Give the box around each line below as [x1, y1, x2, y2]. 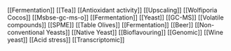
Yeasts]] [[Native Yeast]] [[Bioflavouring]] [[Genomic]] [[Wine [46, 28, 223, 36]
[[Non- [194, 21, 215, 29]
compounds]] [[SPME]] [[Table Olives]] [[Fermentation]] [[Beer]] [7, 21, 194, 29]
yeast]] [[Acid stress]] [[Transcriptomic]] [7, 36, 125, 44]
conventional [7, 28, 45, 36]
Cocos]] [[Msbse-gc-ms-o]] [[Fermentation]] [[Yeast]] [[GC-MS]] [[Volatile [7, 13, 224, 22]
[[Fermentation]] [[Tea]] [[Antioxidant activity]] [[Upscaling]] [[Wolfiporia [7, 6, 218, 14]
